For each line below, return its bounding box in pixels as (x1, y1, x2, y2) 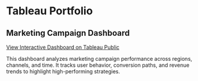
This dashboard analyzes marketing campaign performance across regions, (6, 55, 193, 62)
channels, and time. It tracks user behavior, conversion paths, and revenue (6, 61, 190, 68)
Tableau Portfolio (6, 4, 93, 18)
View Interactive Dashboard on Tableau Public (6, 43, 120, 51)
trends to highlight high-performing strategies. (6, 68, 120, 75)
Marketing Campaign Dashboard (6, 28, 130, 38)
